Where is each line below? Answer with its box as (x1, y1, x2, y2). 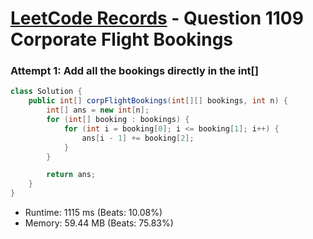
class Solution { (10, 87, 83, 97)
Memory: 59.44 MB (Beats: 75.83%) (24, 217, 174, 229)
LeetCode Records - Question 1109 (10, 7, 304, 30)
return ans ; (46, 170, 97, 180)
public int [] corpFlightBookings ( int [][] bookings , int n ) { (28, 96, 289, 106)
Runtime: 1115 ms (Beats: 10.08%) (24, 207, 163, 219)
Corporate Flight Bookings (10, 28, 234, 51)
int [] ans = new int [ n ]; (46, 105, 150, 116)
